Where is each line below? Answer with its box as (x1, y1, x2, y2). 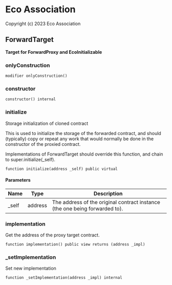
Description (93, 190, 123, 197)
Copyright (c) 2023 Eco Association (5, 20, 81, 27)
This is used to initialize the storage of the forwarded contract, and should (5, 130, 161, 136)
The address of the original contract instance (52, 199, 160, 206)
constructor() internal (5, 97, 56, 102)
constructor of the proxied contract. (5, 141, 81, 147)
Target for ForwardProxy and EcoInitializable (5, 49, 102, 55)
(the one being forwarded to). (52, 205, 123, 212)
